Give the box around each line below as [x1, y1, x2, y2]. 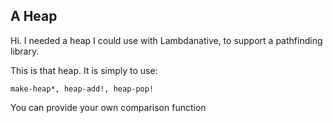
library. [10, 45, 40, 57]
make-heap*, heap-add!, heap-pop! [10, 84, 155, 94]
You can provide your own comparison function [10, 101, 207, 113]
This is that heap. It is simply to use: [10, 64, 158, 76]
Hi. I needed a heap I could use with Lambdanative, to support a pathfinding [10, 34, 323, 46]
